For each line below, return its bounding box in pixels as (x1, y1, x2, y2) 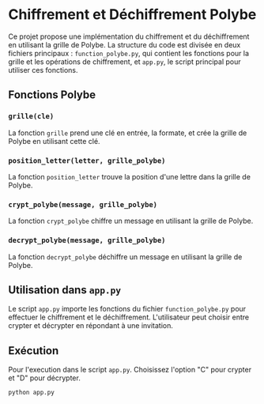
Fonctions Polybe (8, 89, 96, 102)
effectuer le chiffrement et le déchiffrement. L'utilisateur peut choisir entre (8, 312, 250, 322)
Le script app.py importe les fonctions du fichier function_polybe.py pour (8, 304, 247, 314)
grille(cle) (8, 112, 55, 121)
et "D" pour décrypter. (8, 373, 81, 383)
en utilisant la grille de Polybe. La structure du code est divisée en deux (8, 40, 241, 49)
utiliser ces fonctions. (8, 65, 78, 74)
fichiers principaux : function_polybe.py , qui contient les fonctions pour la (8, 48, 250, 58)
